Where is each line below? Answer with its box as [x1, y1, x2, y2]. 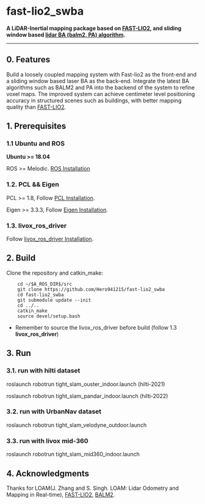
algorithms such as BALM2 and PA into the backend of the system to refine [6, 84, 195, 91]
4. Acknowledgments [6, 468, 90, 478]
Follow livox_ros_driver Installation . [6, 235, 94, 243]
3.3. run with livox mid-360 [6, 436, 88, 445]
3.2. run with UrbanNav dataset [6, 407, 102, 416]
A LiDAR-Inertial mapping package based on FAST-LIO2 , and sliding [6, 24, 182, 32]
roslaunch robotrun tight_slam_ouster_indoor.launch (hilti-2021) [6, 380, 165, 388]
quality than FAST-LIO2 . [6, 103, 67, 111]
